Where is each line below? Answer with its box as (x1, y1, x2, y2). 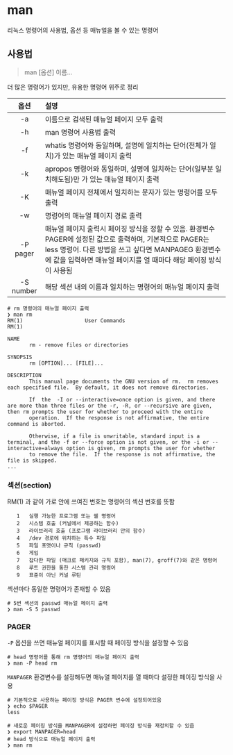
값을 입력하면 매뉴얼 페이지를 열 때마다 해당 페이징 (53, 255, 207, 265)
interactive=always (7, 445, 64, 451)
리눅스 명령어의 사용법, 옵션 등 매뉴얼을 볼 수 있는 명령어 (7, 26, 159, 34)
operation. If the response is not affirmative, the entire (28, 414, 209, 422)
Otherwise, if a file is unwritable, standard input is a (28, 433, 200, 440)
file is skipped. (7, 457, 58, 464)
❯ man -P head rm (7, 660, 58, 667)
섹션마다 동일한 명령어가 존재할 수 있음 (7, 585, 111, 593)
